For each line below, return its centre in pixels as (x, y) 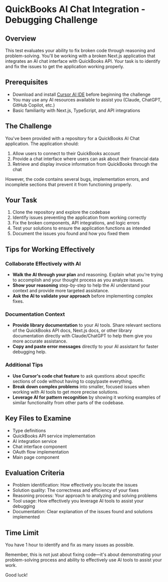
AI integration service (35, 441)
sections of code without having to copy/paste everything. (73, 381)
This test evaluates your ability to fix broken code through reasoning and (80, 50)
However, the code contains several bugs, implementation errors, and (77, 179)
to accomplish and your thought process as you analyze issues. (78, 280)
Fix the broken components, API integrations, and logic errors (76, 223)
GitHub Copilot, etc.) (34, 105)
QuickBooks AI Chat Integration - (75, 9)
